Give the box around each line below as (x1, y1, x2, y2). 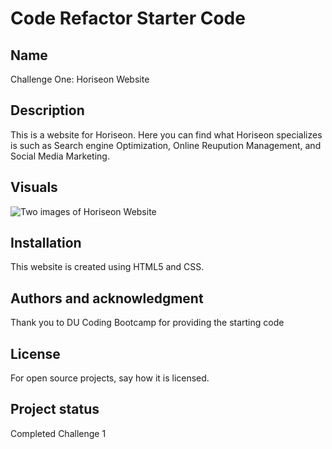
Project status (10, 401, 100, 418)
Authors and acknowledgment (10, 290, 204, 307)
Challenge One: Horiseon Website (10, 73, 150, 85)
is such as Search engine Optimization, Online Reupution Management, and (10, 139, 322, 151)
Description (10, 102, 85, 119)
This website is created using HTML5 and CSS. (10, 261, 205, 273)
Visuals (10, 179, 58, 196)
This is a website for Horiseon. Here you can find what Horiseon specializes (10, 128, 323, 141)
